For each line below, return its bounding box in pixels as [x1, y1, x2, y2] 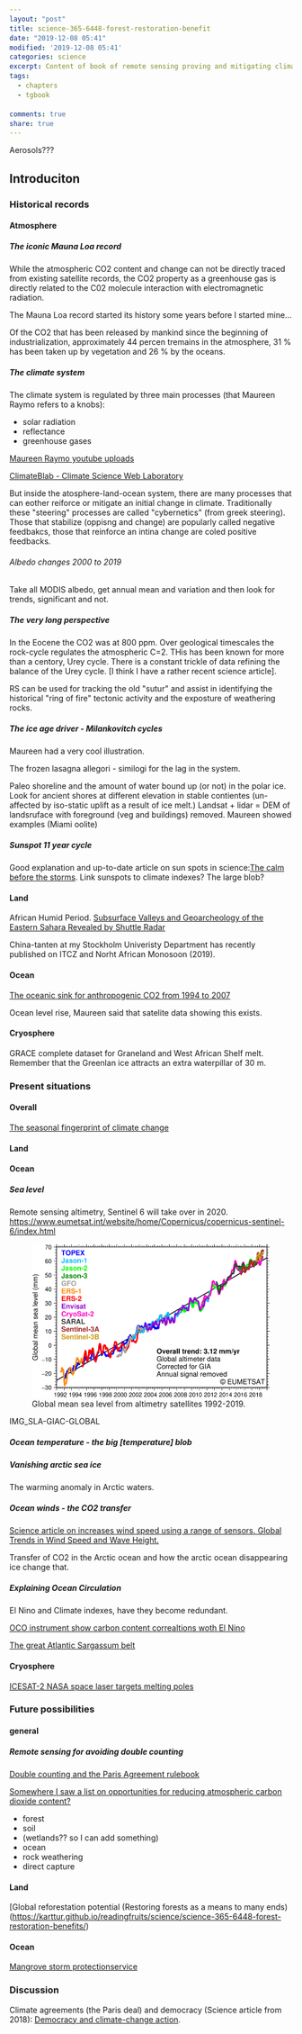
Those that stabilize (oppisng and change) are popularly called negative [9, 517, 276, 528]
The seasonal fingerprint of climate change [9, 1122, 169, 1133]
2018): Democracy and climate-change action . [9, 2013, 182, 2025]
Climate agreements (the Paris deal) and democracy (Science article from [9, 2004, 282, 2015]
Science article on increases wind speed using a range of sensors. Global [9, 1525, 282, 1536]
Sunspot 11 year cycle [9, 839, 93, 850]
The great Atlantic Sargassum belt [9, 1640, 136, 1651]
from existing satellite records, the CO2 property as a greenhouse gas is [9, 273, 277, 284]
